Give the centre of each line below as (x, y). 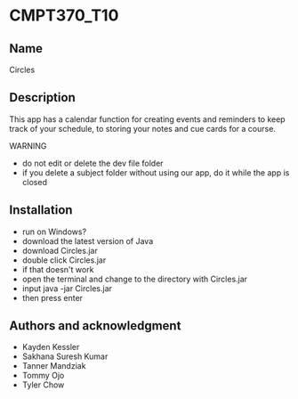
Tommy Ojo (43, 376)
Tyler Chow (43, 385)
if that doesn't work (58, 269)
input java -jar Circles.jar (67, 288)
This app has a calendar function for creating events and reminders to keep (148, 119)
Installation (41, 210)
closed (34, 182)
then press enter (52, 297)
